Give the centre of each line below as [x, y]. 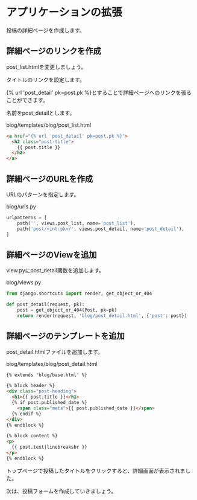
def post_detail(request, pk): [45, 305]
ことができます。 [27, 100]
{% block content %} [32, 436]
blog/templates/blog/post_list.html [49, 125]
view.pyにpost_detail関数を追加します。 [55, 271]
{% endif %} [27, 414]
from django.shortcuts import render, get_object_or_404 [79, 293]
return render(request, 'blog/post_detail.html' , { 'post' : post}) [102, 316]
